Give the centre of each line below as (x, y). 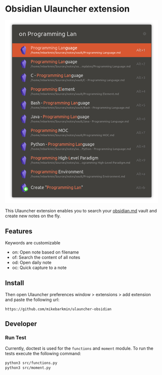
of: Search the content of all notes (46, 257)
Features (19, 231)
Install (15, 283)
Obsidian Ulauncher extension (67, 9)
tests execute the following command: (43, 353)
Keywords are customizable (33, 243)
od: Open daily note (32, 263)
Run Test (16, 338)
